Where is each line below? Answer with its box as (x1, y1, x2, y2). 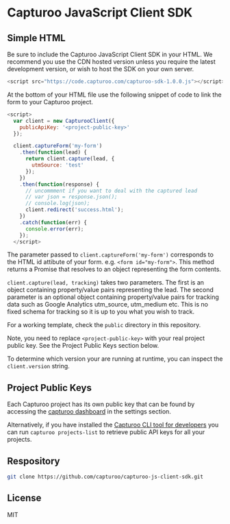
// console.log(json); (25, 200, 90, 207)
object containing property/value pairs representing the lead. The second (7, 286, 214, 294)
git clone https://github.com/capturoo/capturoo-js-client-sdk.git (7, 473, 204, 480)
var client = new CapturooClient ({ (13, 117, 115, 124)
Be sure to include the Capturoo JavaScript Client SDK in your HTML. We (7, 50, 213, 58)
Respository (7, 455, 60, 467)
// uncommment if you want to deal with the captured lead (25, 187, 197, 194)
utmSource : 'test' (31, 162, 84, 169)
